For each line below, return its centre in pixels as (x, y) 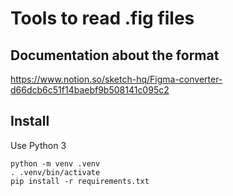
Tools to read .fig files (102, 18)
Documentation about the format (115, 55)
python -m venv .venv (55, 163)
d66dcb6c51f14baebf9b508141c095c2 (90, 90)
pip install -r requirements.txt (80, 181)
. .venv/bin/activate (55, 172)
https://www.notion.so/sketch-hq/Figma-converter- (116, 79)
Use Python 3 (38, 145)
